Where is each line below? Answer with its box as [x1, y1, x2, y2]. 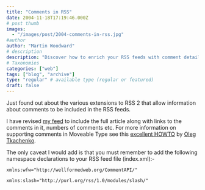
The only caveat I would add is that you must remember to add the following [6, 149, 198, 156]
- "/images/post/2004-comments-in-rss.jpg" [12, 32, 124, 38]
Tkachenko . [6, 137, 37, 144]
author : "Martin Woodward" [6, 43, 75, 49]
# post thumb [6, 20, 40, 26]
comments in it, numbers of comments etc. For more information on [6, 124, 176, 131]
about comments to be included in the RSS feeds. [6, 106, 131, 113]
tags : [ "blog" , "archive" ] [6, 71, 75, 77]
